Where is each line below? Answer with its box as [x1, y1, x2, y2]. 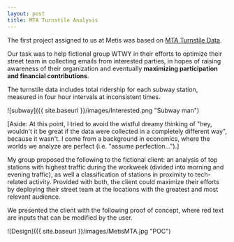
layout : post [7, 10, 45, 17]
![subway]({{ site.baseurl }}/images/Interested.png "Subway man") [7, 106, 200, 114]
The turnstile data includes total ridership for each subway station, [7, 85, 198, 93]
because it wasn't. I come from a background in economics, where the [7, 134, 211, 143]
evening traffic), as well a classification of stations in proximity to [7, 170, 194, 179]
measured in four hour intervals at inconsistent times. [7, 92, 161, 101]
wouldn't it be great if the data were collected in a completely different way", [7, 127, 227, 135]
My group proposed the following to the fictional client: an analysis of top [7, 155, 218, 164]
